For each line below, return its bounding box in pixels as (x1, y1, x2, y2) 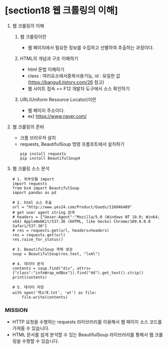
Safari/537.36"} (12, 223, 47, 228)
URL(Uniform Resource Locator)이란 (20, 96, 97, 103)
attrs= (77, 265, 91, 271)
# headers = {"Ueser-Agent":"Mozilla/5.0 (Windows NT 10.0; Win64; (12, 214, 160, 220)
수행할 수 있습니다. (22, 338, 60, 344)
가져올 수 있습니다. (12, 325, 50, 332)
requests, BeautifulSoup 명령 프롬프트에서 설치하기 (20, 141, 125, 147)
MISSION (5, 306, 28, 314)
